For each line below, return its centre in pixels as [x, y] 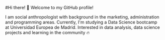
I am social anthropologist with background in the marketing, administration [82, 17]
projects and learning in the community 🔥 [47, 32]
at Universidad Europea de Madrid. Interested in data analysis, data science [82, 27]
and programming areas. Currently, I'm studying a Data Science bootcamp [81, 22]
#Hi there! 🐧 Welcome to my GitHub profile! [49, 8]
